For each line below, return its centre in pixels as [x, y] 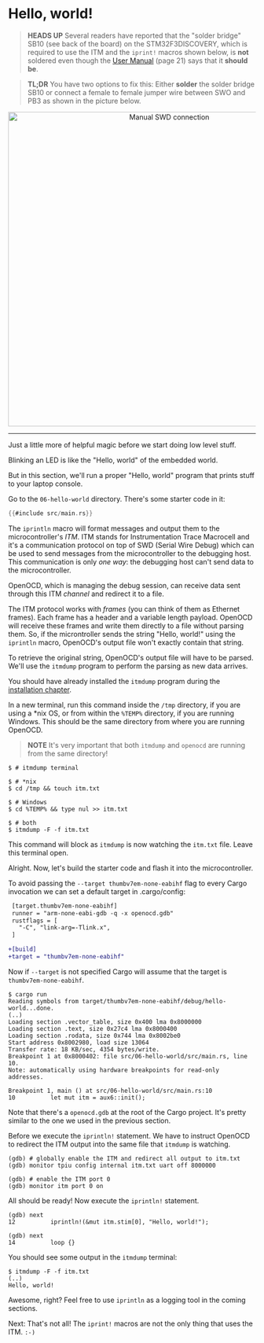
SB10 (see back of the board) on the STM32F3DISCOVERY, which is [137, 43]
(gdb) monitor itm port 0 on [56, 1186]
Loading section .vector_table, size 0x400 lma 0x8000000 [105, 1022]
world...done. [31, 1008]
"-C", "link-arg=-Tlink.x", [64, 928]
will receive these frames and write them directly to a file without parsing [126, 625]
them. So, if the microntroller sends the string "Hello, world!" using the [122, 634]
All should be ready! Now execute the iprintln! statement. [104, 1201]
